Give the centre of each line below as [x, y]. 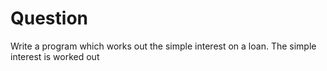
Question [49, 18]
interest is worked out [55, 56]
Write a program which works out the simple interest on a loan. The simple [163, 46]
